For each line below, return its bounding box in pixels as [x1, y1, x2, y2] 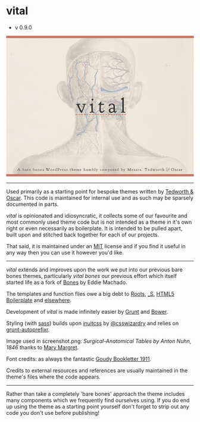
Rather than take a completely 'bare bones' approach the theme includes [6, 390, 185, 397]
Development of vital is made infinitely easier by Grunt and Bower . [6, 308, 168, 315]
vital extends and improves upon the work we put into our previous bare [6, 266, 183, 273]
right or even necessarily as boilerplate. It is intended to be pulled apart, [6, 224, 183, 232]
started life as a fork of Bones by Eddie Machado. [6, 279, 128, 286]
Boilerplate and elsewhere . [6, 296, 72, 304]
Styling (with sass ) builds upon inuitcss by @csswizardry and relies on [6, 320, 179, 327]
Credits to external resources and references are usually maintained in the [6, 367, 188, 374]
